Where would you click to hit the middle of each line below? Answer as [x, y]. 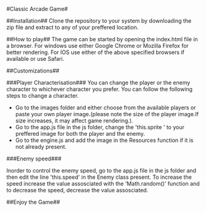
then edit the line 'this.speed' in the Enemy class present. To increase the [99, 177]
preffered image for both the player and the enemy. [80, 134]
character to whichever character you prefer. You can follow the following [99, 89]
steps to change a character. [42, 96]
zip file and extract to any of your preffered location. [73, 27]
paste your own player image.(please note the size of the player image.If [107, 114]
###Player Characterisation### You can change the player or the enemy [98, 83]
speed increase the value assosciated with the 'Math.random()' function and [103, 183]
